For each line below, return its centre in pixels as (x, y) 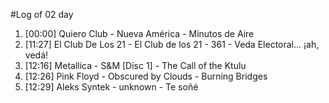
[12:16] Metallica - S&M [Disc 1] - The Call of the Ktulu (135, 65)
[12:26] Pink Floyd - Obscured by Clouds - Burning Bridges (146, 76)
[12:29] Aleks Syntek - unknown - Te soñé (111, 87)
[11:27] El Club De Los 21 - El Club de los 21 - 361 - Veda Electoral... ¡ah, (172, 44)
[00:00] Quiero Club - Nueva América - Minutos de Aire (139, 33)
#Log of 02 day (42, 14)
